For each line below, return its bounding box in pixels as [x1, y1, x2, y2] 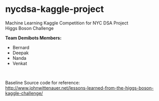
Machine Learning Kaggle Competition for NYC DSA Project [5, 20, 128, 26]
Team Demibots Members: [5, 35, 62, 41]
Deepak [12, 50, 29, 56]
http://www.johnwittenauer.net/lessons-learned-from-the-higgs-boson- [5, 85, 154, 91]
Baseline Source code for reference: [5, 80, 80, 86]
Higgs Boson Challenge [5, 25, 54, 31]
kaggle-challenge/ [5, 90, 43, 96]
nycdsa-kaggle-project [5, 3, 104, 15]
